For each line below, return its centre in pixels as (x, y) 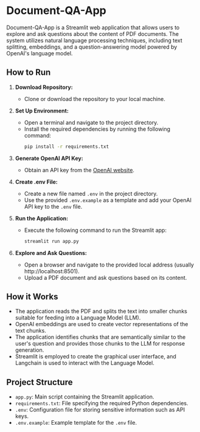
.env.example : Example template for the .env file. (76, 423)
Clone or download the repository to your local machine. (95, 99)
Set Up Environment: (42, 111)
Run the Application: (42, 218)
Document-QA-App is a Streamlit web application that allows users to (93, 27)
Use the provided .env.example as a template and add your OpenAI (108, 200)
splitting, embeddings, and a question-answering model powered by (92, 47)
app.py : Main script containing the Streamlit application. (84, 397)
